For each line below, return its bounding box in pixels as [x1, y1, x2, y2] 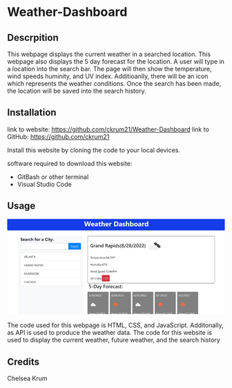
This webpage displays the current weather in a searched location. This [7, 50, 211, 58]
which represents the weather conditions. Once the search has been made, [7, 80, 222, 87]
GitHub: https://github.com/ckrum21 [7, 132, 110, 140]
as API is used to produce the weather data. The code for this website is [7, 329, 213, 337]
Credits [7, 355, 40, 367]
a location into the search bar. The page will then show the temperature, [7, 65, 212, 73]
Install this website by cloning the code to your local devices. [7, 146, 181, 154]
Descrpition [7, 32, 59, 44]
